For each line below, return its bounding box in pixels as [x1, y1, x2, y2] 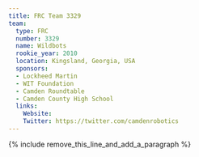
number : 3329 [15, 34, 60, 43]
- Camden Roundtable [15, 87, 85, 95]
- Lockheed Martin [15, 72, 78, 80]
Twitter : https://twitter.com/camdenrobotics [23, 117, 180, 125]
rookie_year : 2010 [15, 49, 78, 57]
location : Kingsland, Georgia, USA [15, 57, 136, 66]
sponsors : [15, 65, 49, 73]
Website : [23, 110, 53, 118]
